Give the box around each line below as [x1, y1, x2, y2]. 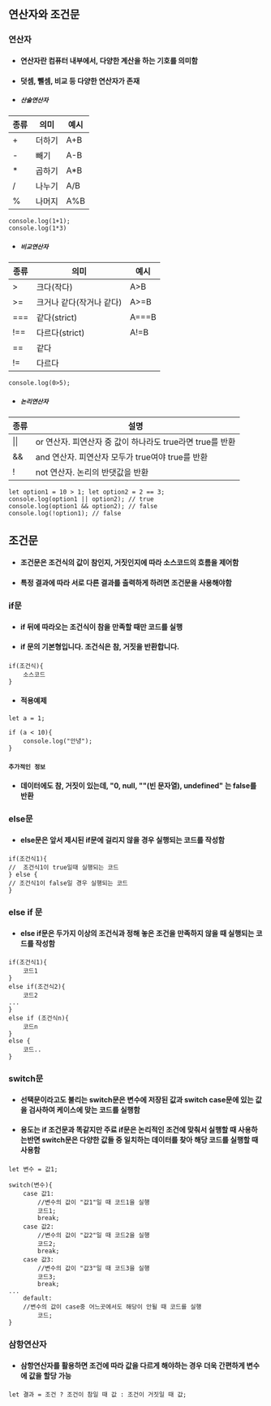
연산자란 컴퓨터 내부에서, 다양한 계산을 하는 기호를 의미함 [19, 55, 199, 65]
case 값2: [23, 1223, 54, 1231]
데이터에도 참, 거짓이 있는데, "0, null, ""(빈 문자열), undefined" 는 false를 [19, 781, 257, 791]
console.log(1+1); [8, 218, 71, 226]
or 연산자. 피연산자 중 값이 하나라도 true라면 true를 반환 [35, 437, 236, 448]
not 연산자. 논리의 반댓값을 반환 [35, 467, 148, 478]
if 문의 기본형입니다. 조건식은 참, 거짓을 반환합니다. [19, 642, 180, 652]
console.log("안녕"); [23, 737, 93, 745]
